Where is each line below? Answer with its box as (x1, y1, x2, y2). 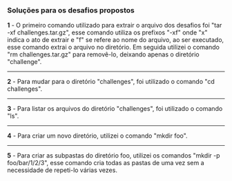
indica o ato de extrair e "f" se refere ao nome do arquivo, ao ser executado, (7, 36, 224, 44)
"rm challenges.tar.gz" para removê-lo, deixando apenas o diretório (7, 50, 200, 58)
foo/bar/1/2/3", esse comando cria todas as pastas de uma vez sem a (7, 159, 205, 167)
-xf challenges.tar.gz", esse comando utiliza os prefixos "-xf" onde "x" (7, 28, 208, 36)
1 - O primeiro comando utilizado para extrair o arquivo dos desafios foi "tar (7, 21, 222, 30)
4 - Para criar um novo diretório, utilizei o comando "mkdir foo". (7, 131, 188, 140)
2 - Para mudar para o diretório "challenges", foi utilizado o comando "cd (7, 78, 215, 86)
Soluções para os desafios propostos (7, 6, 135, 15)
